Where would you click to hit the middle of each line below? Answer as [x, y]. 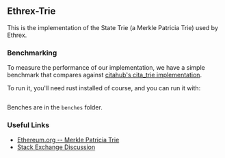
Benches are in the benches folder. [55, 107]
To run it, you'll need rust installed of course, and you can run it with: [104, 88]
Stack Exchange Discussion [56, 147]
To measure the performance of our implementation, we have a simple [106, 68]
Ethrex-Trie [31, 11]
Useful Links [28, 125]
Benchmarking [32, 53]
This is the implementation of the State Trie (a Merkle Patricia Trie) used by [113, 27]
